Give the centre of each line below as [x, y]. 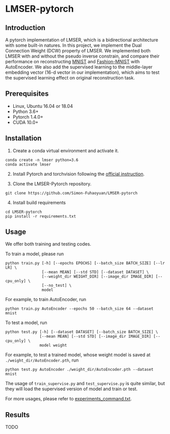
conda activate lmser [28, 164]
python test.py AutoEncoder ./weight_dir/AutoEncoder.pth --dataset [79, 370]
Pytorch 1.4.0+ [28, 117]
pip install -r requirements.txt [41, 216]
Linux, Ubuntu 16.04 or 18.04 [43, 106]
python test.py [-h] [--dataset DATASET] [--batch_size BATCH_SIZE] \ [82, 332]
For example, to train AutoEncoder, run [46, 300]
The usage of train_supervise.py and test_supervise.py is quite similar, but [85, 384]
